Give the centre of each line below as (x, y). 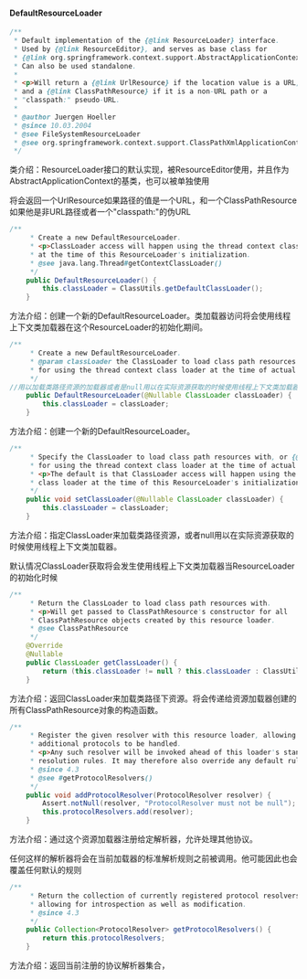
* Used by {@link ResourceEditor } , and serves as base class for (140, 49)
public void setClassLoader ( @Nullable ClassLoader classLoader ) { (155, 500)
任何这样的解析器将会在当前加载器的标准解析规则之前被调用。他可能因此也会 (153, 858)
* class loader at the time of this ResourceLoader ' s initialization (165, 483)
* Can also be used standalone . (75, 66)
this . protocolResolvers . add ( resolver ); (118, 812)
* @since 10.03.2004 (53, 125)
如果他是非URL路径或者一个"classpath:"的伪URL (101, 212)
